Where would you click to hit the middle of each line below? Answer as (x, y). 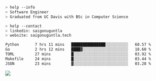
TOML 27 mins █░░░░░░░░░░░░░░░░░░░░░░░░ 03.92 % (78, 54)
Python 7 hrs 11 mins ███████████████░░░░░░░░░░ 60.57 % (78, 45)
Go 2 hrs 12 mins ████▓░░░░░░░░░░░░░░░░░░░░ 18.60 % (78, 49)
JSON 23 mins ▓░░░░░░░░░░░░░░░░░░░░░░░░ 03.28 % (78, 64)
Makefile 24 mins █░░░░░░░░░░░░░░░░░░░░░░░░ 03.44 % (78, 59)
